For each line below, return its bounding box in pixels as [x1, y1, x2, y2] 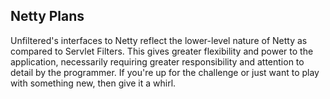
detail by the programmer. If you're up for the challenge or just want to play [10, 66, 320, 78]
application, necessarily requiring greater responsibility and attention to [10, 55, 305, 68]
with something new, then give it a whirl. [10, 77, 177, 89]
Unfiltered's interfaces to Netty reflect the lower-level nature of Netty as [10, 34, 308, 46]
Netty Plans [10, 8, 85, 25]
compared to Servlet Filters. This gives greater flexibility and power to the [10, 45, 314, 57]
